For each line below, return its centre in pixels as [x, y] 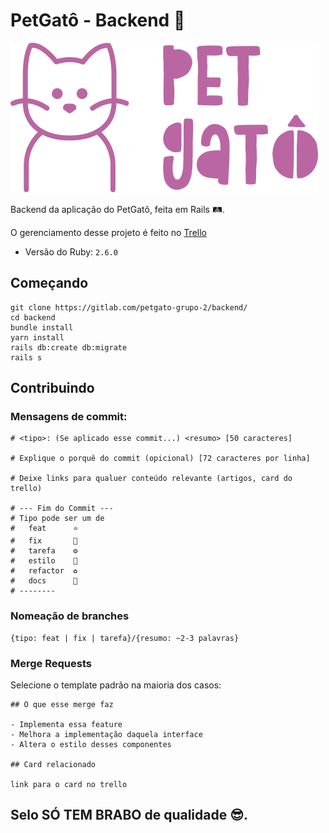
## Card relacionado [53, 765]
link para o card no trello [69, 785]
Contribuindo [52, 388]
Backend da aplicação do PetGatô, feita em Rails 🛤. [117, 209]
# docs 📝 [44, 581]
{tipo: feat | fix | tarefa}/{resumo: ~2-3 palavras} [125, 638]
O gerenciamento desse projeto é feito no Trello [108, 232]
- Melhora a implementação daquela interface [106, 735]
